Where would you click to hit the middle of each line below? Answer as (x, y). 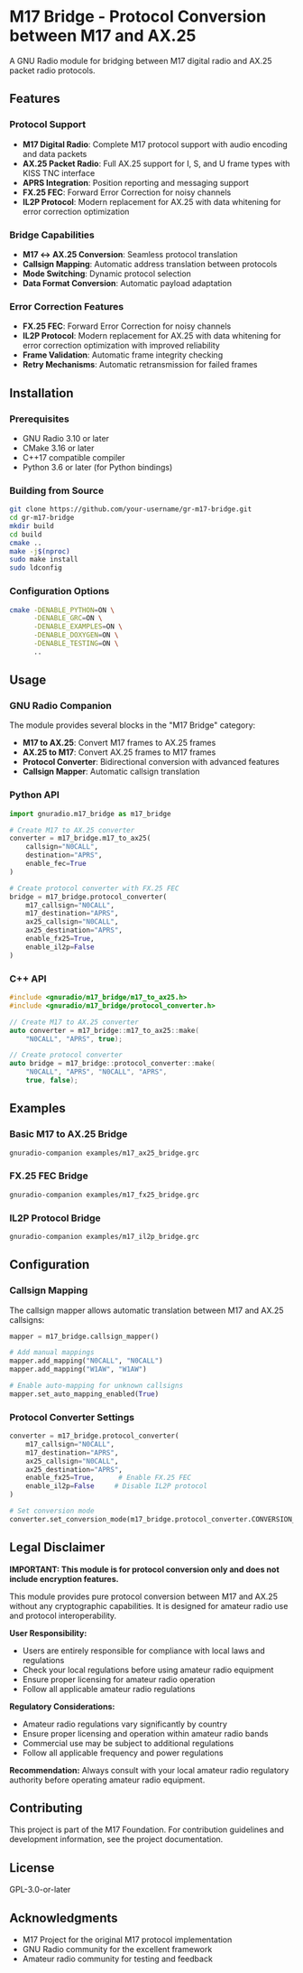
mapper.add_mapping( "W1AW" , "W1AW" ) (78, 1370)
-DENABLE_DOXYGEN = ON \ (76, 635)
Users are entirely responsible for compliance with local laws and (144, 1651)
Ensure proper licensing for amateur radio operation (119, 1679)
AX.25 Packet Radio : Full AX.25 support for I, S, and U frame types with (156, 163)
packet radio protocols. (53, 70)
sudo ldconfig (36, 568)
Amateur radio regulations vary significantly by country (125, 1724)
